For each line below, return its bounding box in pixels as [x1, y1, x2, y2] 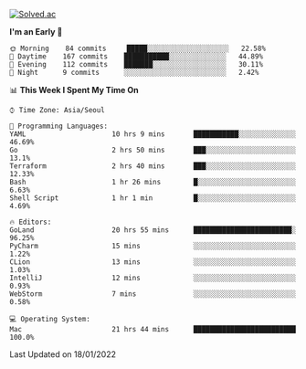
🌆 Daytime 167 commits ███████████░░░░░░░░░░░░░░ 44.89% [9, 52, 263, 61]
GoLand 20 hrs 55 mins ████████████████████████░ [9, 226, 297, 235]
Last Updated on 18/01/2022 [9, 349, 117, 360]
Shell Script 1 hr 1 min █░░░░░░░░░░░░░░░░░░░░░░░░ [9, 194, 297, 203]
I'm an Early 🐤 [9, 26, 63, 37]
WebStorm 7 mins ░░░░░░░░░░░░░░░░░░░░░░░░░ [9, 290, 297, 299]
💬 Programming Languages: [9, 121, 108, 131]
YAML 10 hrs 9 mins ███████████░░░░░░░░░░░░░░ [9, 130, 297, 139]
